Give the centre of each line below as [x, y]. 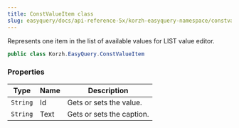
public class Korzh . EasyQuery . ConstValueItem [76, 54]
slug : [15, 21]
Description [108, 90]
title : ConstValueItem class [51, 14]
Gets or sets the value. [105, 102]
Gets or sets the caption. [108, 114]
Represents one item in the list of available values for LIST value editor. [111, 41]
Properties [26, 72]
